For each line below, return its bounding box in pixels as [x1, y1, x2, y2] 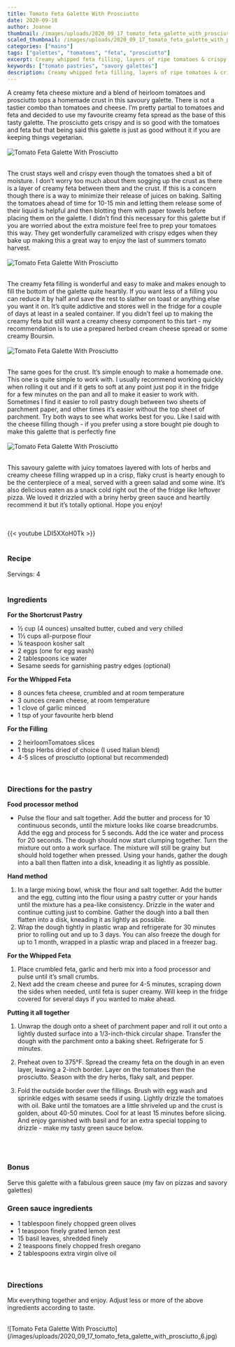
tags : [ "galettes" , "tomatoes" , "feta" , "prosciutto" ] [7, 50, 171, 57]
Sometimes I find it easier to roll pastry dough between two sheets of [7, 397, 206, 406]
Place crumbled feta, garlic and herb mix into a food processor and [17, 965, 211, 974]
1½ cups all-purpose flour [17, 632, 92, 641]
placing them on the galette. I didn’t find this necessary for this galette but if [7, 213, 226, 222]
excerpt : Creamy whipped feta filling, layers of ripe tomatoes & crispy [7, 56, 227, 63]
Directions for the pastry [7, 784, 93, 794]
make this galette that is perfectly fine [7, 427, 117, 436]
